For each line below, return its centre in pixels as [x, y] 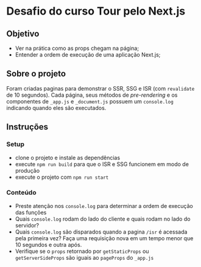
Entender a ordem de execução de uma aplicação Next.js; [88, 55]
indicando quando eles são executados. [56, 108]
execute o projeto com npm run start [62, 177]
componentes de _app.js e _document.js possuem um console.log [90, 101]
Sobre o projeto [36, 74]
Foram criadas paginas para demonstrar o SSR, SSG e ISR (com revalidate [100, 88]
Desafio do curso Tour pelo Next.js [96, 11]
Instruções [27, 127]
